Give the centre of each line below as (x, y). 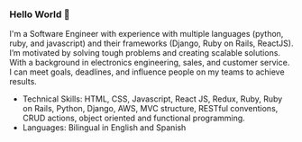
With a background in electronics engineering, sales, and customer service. (150, 63)
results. (23, 82)
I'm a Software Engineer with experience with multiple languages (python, (146, 34)
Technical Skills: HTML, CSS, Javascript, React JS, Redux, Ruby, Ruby (152, 99)
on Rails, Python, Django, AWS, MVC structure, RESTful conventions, (150, 109)
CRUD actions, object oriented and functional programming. (133, 118)
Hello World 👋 (40, 14)
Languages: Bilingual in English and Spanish (104, 128)
